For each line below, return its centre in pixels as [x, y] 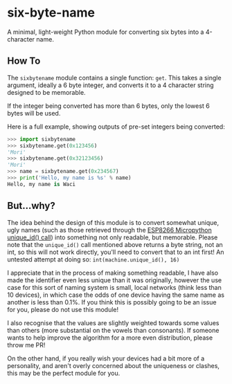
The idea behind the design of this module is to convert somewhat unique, [113, 222]
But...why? [31, 206]
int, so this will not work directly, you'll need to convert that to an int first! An [116, 252]
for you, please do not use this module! [63, 309]
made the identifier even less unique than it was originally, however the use [115, 280]
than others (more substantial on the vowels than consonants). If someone [113, 330]
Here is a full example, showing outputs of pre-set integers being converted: [116, 127]
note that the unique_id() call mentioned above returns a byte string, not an [115, 244]
